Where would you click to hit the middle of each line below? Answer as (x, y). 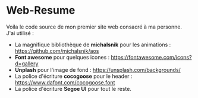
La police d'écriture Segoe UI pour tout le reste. (73, 88)
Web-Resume (41, 10)
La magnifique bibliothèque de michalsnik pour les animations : (93, 45)
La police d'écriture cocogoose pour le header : (73, 76)
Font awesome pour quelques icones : (62, 57)
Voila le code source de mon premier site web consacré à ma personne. (94, 27)
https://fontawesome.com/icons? (151, 57)
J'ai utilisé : (20, 33)
